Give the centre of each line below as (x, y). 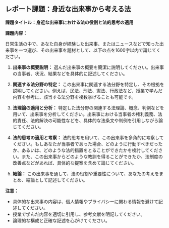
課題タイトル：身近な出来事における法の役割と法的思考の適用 (69, 22)
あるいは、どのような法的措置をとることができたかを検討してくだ (90, 150)
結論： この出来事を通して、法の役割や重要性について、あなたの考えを (86, 173)
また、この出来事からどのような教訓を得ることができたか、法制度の (92, 157)
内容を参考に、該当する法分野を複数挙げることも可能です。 (74, 97)
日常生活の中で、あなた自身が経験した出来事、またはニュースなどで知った (82, 44)
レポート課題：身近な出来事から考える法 (68, 9)
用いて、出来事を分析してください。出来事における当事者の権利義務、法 (87, 114)
